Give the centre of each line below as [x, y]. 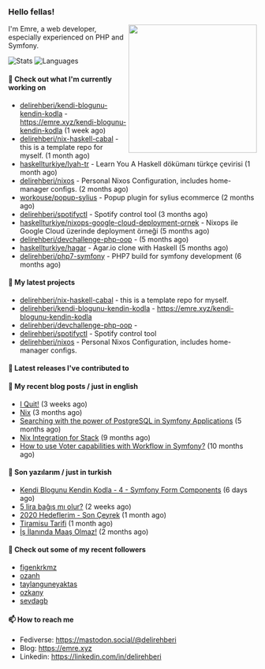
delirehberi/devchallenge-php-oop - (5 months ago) [104, 239]
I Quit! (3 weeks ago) [54, 404]
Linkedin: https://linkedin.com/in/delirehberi [90, 656]
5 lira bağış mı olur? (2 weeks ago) [75, 506]
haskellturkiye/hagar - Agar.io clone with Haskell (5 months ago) [124, 248]
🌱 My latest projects [41, 282]
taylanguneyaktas [48, 584]
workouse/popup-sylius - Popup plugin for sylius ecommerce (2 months [137, 197]
